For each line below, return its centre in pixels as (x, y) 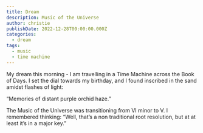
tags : (13, 46)
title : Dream (23, 12)
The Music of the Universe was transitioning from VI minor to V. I (87, 110)
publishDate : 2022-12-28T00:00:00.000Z (57, 29)
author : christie (28, 23)
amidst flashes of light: (35, 87)
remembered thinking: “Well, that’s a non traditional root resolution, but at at (101, 117)
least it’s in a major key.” (36, 123)
